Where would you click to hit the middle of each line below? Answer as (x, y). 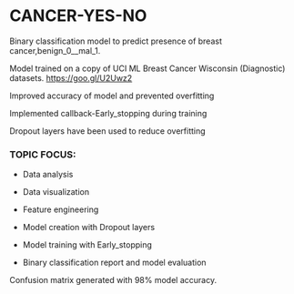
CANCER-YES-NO (78, 16)
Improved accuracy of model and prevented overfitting (112, 96)
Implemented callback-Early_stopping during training (108, 113)
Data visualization (56, 192)
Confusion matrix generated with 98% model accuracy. (113, 280)
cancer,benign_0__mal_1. (55, 50)
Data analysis (48, 175)
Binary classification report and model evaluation (114, 263)
